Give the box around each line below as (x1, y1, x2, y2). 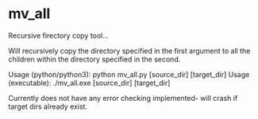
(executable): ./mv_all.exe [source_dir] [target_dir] (8, 78, 171, 87)
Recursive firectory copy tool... (8, 31, 110, 40)
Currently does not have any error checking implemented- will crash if (8, 93, 238, 102)
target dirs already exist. (8, 102, 88, 111)
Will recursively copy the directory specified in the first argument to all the (8, 46, 251, 55)
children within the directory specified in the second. (8, 54, 181, 64)
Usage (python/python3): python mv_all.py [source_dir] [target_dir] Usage (8, 69, 250, 79)
